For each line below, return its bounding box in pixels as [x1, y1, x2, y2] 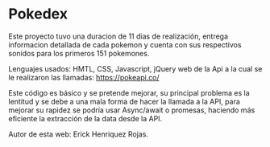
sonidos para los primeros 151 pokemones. [8, 48, 150, 58]
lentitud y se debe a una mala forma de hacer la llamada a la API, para [8, 96, 240, 106]
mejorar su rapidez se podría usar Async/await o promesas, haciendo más [8, 105, 255, 115]
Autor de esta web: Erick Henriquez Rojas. [8, 129, 149, 139]
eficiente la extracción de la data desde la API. [8, 113, 163, 123]
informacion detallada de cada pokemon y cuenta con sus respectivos [8, 39, 242, 49]
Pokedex [8, 5, 69, 23]
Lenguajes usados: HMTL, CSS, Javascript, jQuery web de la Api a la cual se [8, 63, 263, 73]
